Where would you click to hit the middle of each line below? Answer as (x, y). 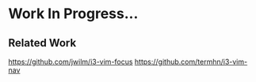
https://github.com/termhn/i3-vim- (191, 61)
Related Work (42, 43)
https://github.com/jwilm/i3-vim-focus (71, 61)
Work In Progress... (73, 14)
